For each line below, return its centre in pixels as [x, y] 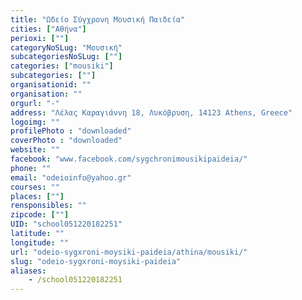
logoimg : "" [35, 122]
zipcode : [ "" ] [40, 215]
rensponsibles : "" [48, 206]
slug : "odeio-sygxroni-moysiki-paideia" [96, 261]
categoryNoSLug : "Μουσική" [66, 47]
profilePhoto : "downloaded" [71, 131]
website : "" [35, 150]
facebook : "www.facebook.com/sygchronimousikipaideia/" [129, 159]
